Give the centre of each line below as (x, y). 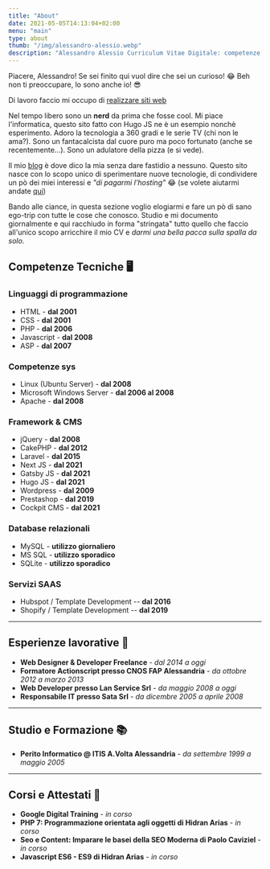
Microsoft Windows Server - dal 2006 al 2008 (97, 392)
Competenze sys (42, 367)
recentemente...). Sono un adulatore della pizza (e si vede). (106, 150)
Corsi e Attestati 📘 (55, 795)
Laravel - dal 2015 (50, 457)
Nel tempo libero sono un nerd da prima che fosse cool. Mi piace (116, 116)
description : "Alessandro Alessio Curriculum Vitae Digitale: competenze (135, 53)
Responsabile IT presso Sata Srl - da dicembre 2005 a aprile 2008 (131, 696)
